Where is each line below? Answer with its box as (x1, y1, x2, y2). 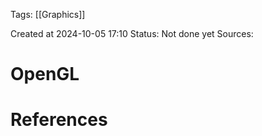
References (10, 109, 108, 131)
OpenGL (10, 63, 80, 86)
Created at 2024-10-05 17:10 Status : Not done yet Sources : (10, 28, 254, 39)
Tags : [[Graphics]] (10, 9, 86, 20)
